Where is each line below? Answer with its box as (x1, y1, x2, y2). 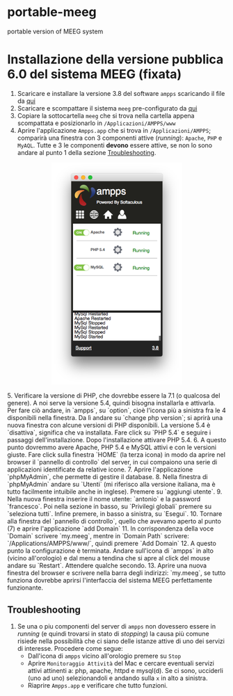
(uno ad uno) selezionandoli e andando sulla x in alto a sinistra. (27, 674, 208, 682)
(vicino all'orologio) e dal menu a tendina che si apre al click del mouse (7, 554, 211, 563)
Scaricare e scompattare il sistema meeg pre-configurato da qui (17, 104, 198, 112)
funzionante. (7, 583, 44, 592)
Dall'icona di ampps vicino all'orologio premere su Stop (27, 652, 182, 660)
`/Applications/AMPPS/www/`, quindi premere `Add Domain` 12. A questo (7, 540, 217, 548)
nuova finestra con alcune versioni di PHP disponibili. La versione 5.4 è (7, 421, 211, 430)
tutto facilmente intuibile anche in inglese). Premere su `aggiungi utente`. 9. (7, 487, 223, 496)
